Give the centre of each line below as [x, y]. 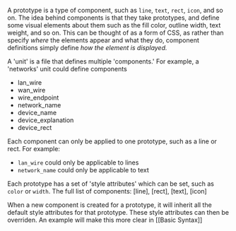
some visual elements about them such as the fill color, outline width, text [114, 25]
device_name [37, 113]
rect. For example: [34, 149]
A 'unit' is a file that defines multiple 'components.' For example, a [103, 61]
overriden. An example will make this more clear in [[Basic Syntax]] [105, 220]
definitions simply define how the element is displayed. [87, 48]
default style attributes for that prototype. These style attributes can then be [118, 212]
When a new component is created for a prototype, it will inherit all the [110, 205]
